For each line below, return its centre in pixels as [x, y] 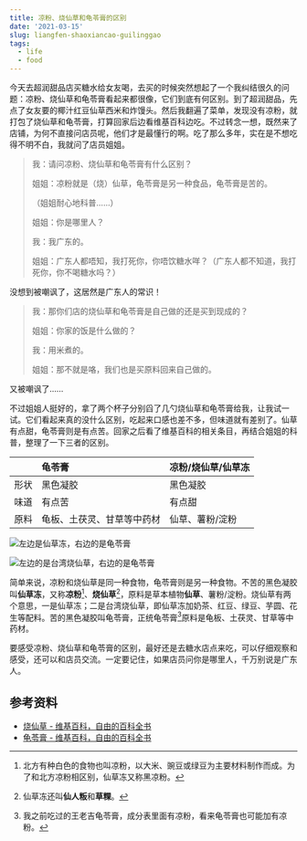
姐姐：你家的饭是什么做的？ [84, 331]
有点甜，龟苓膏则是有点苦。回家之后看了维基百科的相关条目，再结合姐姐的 [149, 431]
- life [30, 52]
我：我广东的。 [60, 242]
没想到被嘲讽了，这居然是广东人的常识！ [85, 292]
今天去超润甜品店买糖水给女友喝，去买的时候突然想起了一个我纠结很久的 [145, 87]
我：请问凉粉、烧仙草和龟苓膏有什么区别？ [112, 164]
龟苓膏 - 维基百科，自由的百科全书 [87, 738]
